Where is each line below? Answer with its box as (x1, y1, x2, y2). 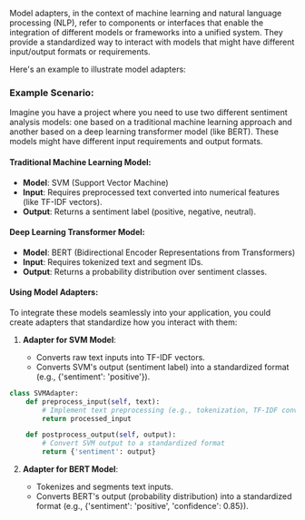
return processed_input (42, 414, 132, 423)
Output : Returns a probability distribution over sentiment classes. (22, 266, 268, 277)
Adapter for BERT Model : (22, 464, 119, 475)
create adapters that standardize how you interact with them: (9, 317, 238, 328)
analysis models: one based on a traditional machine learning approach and (9, 117, 292, 128)
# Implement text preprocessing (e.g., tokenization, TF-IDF (42, 406, 279, 415)
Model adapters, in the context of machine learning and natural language (9, 8, 282, 18)
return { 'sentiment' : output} (42, 447, 156, 456)
